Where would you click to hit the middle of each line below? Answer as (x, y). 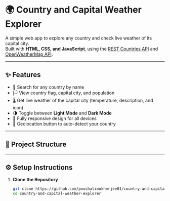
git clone (23, 189)
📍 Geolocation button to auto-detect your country (64, 124)
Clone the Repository (35, 180)
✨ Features (23, 75)
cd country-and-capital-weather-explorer (57, 194)
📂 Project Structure (36, 145)
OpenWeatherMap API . (29, 54)
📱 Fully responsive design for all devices (55, 118)
